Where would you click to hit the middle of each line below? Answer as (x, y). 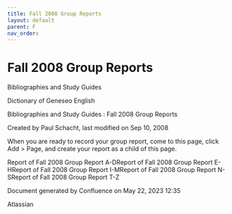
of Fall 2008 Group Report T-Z (76, 177)
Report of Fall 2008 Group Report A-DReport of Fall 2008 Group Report (110, 162)
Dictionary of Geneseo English (51, 101)
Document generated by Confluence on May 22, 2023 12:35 (94, 191)
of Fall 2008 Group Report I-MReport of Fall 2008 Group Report (124, 170)
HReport (19, 170)
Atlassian (20, 204)
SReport (19, 177)
